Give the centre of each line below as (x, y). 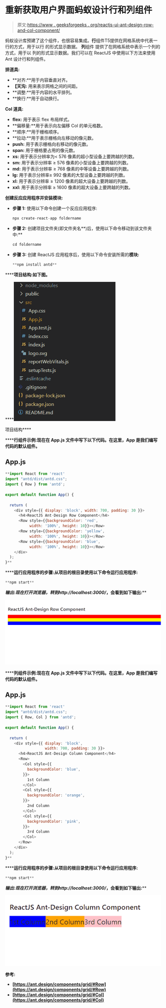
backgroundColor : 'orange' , (56, 795)
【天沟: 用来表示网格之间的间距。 (46, 86)
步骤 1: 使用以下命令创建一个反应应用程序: (55, 208)
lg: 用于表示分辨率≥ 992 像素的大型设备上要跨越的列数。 (70, 175)
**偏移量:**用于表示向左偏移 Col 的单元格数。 (59, 125)
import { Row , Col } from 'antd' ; (41, 717)
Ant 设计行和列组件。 (27, 59)
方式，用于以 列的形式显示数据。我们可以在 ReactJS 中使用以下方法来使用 (80, 53)
